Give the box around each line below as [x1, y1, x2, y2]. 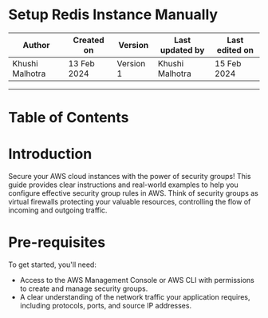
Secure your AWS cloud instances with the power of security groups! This [8, 172, 251, 181]
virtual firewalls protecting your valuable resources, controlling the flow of [8, 197, 251, 207]
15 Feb [215, 58, 242, 69]
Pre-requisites [8, 233, 106, 252]
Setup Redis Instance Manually [8, 6, 218, 24]
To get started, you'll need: [8, 260, 97, 269]
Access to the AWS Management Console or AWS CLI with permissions [19, 276, 255, 284]
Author [22, 39, 50, 50]
